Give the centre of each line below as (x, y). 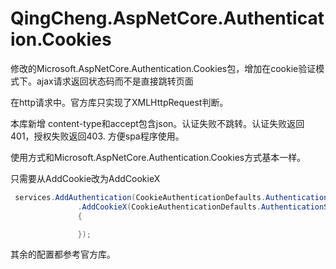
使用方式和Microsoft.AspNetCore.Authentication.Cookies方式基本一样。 (158, 157)
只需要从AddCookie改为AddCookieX (85, 178)
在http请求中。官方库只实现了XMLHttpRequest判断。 (119, 102)
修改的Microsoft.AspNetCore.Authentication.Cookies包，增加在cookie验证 (163, 68)
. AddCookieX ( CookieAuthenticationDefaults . (169, 207)
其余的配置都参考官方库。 (63, 254)
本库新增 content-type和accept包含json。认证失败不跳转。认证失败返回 (157, 123)
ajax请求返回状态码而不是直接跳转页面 (115, 81)
